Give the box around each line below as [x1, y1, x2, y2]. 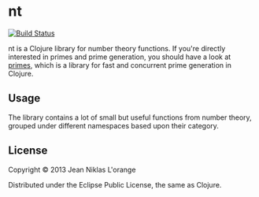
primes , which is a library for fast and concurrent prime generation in [8, 60, 232, 69]
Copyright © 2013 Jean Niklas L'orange [8, 165, 136, 174]
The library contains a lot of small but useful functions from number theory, [8, 113, 252, 122]
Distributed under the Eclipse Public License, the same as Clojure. [8, 180, 222, 189]
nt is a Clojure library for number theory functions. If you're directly [8, 43, 226, 53]
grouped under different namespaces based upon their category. [8, 121, 219, 130]
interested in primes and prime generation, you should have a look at [8, 52, 231, 61]
